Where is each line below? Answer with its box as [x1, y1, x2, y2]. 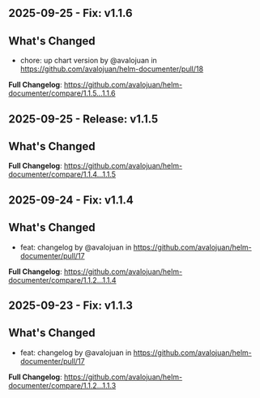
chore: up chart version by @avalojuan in [19, 56, 158, 66]
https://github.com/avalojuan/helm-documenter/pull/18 [19, 64, 204, 74]
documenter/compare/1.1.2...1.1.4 [8, 275, 117, 285]
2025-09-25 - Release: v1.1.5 [8, 112, 159, 126]
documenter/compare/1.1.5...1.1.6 [8, 88, 116, 98]
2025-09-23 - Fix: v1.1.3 [8, 299, 134, 312]
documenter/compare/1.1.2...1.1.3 [8, 380, 117, 390]
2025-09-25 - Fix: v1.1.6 [8, 6, 133, 20]
